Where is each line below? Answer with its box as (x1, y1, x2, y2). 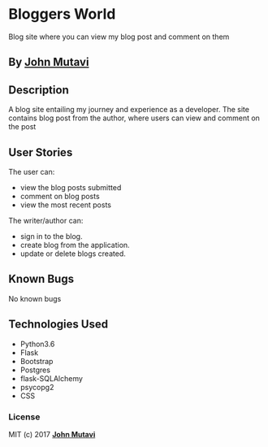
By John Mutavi (8, 55, 89, 69)
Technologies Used (8, 318, 108, 332)
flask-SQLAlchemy (19, 373, 84, 383)
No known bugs (8, 293, 62, 303)
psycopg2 (19, 382, 54, 392)
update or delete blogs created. (19, 249, 126, 258)
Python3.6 (19, 339, 55, 349)
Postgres (19, 365, 51, 375)
